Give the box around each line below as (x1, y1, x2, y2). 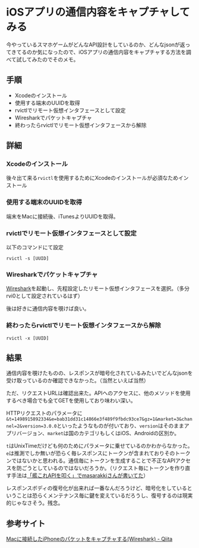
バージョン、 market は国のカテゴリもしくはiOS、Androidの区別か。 (16, 430, 180, 437)
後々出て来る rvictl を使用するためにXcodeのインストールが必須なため (6, 175, 178, 182)
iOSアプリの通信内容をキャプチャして (6, 5, 190, 19)
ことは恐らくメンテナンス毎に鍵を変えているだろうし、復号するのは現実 (16, 492, 193, 499)
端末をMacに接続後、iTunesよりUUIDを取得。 (6, 213, 119, 220)
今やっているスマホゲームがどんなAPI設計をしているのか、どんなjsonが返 (6, 41, 185, 48)
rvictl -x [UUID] (6, 335, 49, 341)
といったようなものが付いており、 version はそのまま (56, 422, 184, 429)
